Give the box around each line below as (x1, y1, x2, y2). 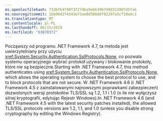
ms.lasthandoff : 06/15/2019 (5, 25, 63, 30)
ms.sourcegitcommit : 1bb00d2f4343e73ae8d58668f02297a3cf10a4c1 (5, 12, 137, 17)
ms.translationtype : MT (5, 16, 54, 21)
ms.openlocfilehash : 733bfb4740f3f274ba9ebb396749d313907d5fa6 (5, 7, 137, 12)
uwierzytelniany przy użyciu (5, 48, 62, 54)
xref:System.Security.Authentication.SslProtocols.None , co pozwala (5, 54, 142, 59)
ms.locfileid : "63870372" (5, 30, 58, 35)
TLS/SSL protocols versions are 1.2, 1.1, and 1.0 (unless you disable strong (5, 105, 154, 111)
